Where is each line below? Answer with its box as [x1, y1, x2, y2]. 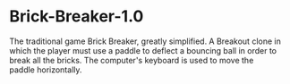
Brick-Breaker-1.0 [9, 6, 144, 27]
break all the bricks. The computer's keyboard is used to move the [9, 55, 254, 65]
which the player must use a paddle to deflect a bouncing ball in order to [9, 45, 277, 55]
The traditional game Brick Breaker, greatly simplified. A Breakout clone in [9, 36, 282, 46]
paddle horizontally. [9, 64, 82, 75]
